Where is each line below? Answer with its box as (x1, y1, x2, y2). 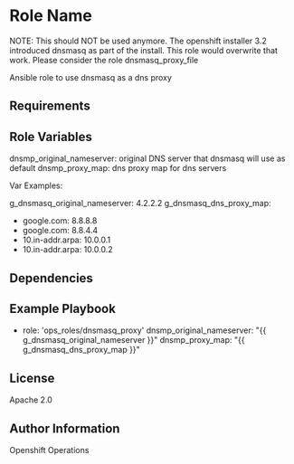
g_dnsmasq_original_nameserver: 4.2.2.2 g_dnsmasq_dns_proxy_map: (9, 198, 271, 209)
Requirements (9, 99, 90, 114)
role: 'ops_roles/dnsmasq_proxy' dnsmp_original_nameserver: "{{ (22, 325, 267, 336)
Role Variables (9, 128, 92, 145)
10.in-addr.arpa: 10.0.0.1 (22, 234, 111, 245)
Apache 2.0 (9, 394, 52, 405)
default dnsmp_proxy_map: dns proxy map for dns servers (9, 163, 227, 174)
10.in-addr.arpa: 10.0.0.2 (22, 244, 113, 255)
